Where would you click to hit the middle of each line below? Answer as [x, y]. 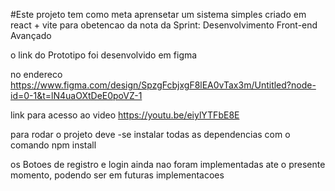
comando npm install [53, 145]
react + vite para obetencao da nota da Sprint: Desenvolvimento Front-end [164, 25]
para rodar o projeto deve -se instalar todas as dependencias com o [150, 134]
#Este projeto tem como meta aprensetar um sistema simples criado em [158, 14]
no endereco [36, 74]
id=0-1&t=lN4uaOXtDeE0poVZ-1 [76, 95]
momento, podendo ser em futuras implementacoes [117, 175]
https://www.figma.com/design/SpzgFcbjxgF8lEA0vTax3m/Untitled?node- [163, 85]
